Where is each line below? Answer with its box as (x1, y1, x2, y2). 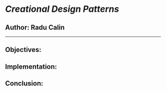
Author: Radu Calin (5, 23, 65, 32)
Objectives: (5, 45, 41, 54)
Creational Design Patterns (5, 3, 120, 15)
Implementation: (5, 62, 57, 71)
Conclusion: (5, 79, 43, 88)
